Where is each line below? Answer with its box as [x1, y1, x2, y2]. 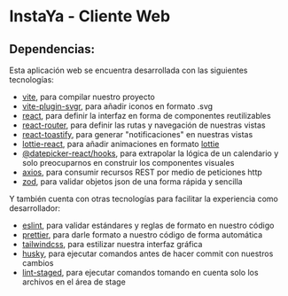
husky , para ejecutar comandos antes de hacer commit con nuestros [21, 248, 274, 259]
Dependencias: [9, 42, 96, 57]
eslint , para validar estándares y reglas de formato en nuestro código [21, 220, 275, 230]
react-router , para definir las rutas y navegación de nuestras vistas [21, 120, 266, 130]
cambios [21, 258, 54, 268]
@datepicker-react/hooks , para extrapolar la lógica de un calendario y [21, 148, 279, 159]
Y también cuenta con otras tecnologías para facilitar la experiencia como [9, 193, 279, 204]
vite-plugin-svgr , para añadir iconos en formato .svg [21, 101, 214, 112]
